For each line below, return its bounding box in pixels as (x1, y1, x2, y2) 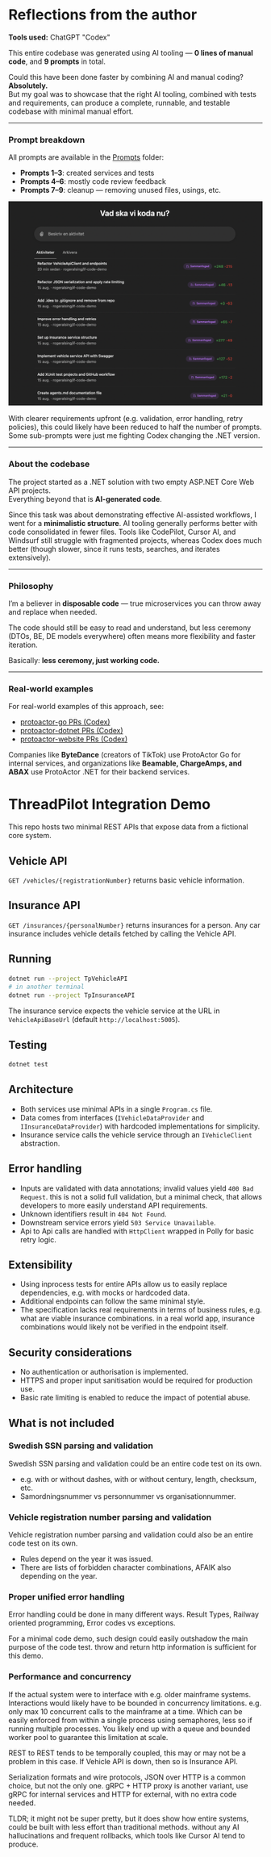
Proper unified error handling (8, 1592, 125, 1603)
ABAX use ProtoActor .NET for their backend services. (8, 767, 190, 777)
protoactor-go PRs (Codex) (19, 717, 110, 727)
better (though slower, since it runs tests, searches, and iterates (8, 544, 220, 553)
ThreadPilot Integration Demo (8, 795, 211, 814)
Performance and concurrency (8, 1671, 131, 1683)
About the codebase (8, 458, 90, 469)
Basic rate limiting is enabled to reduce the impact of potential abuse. (19, 1393, 251, 1403)
